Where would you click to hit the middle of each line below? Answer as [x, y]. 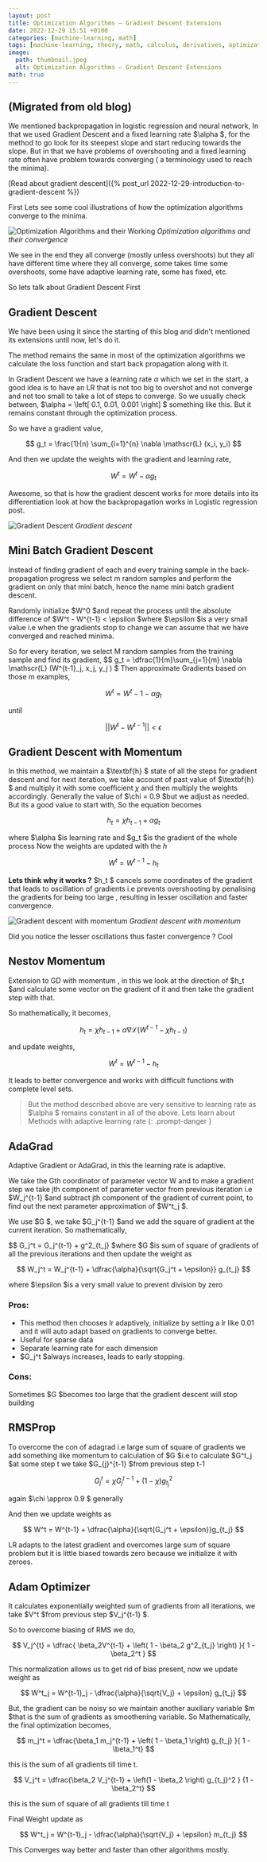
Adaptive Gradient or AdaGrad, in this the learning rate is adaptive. [117, 1166]
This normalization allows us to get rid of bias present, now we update [123, 1669]
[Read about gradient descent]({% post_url [79, 184]
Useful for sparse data [56, 1339]
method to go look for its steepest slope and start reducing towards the [125, 143]
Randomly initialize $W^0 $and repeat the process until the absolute [120, 610]
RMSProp [32, 1428]
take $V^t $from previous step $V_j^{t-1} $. [79, 1615]
